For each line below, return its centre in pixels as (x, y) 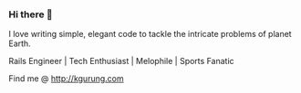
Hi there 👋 (31, 14)
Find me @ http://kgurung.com (66, 79)
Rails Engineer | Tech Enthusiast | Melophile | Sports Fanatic (121, 61)
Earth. (20, 43)
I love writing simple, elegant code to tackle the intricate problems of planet (150, 34)
